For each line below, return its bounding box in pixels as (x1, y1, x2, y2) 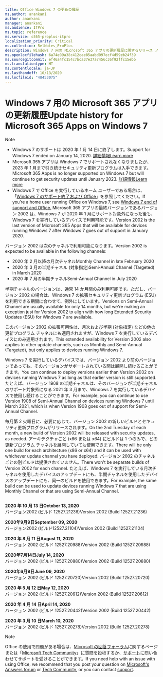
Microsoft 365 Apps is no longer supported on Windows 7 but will (12, 170, 144, 176)
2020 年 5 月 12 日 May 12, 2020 (5, 585, 70, 591)
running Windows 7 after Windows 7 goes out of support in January (12, 227, 148, 233)
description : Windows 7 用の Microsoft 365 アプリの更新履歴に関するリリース (5, 48, 153, 53)
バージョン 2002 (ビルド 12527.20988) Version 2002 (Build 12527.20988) (5, 542, 151, 548)
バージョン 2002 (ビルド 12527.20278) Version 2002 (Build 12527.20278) (5, 624, 150, 630)
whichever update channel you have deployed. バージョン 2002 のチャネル (5, 453, 156, 459)
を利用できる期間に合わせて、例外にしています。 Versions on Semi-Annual (5, 298, 153, 304)
